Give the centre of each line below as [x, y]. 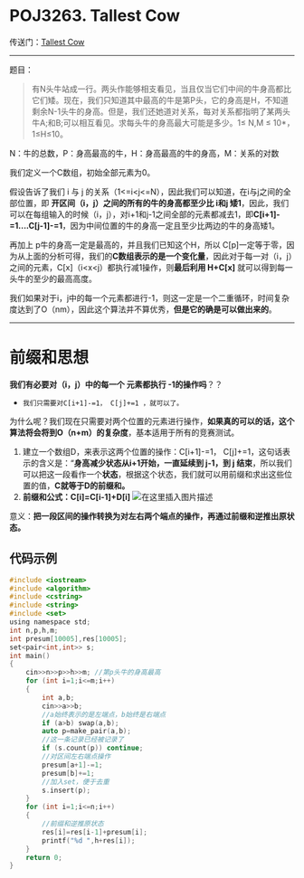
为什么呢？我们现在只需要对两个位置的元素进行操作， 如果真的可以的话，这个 [152, 420]
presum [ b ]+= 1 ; [68, 773]
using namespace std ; [50, 622]
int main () [30, 656]
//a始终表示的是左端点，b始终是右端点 [104, 714]
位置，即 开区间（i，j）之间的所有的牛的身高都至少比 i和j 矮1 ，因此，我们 [153, 203]
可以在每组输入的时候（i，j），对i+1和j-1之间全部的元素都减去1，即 [132, 214]
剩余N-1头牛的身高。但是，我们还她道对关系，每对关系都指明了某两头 [161, 111]
